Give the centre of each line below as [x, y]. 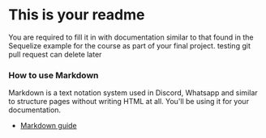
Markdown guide [48, 126]
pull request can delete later [55, 54]
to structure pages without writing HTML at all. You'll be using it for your [129, 102]
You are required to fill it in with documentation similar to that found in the [131, 37]
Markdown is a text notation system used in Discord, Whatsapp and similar [133, 93]
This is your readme [77, 15]
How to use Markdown [54, 75]
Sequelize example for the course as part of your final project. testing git [130, 45]
